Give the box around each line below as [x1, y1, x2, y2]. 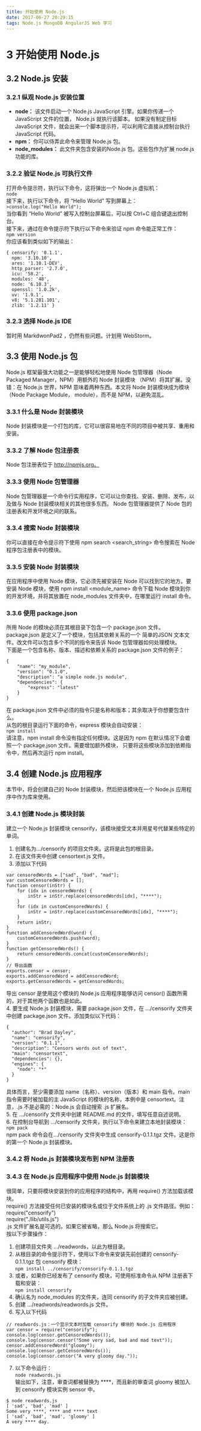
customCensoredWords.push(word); [17, 935, 101, 941]
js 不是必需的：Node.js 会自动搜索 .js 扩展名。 [18, 1103, 132, 1110]
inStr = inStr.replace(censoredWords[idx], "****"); [28, 893, 163, 899]
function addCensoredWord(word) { [6, 930, 93, 936]
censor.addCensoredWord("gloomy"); [6, 1342, 95, 1349]
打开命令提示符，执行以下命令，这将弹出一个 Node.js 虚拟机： [6, 184, 160, 191]
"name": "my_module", [17, 664, 71, 670]
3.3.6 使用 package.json [6, 609, 78, 617]
